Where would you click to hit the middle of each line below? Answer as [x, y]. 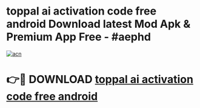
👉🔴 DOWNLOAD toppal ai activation [100, 79]
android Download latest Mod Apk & [98, 24]
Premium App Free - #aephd [79, 37]
